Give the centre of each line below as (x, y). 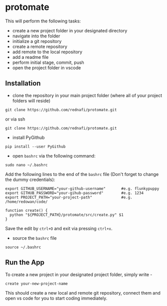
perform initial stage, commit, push (48, 62)
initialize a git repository (37, 41)
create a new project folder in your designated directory (70, 30)
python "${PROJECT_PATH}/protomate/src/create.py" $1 (67, 215)
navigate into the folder (36, 36)
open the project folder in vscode (47, 68)
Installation (23, 83)
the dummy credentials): (30, 179)
